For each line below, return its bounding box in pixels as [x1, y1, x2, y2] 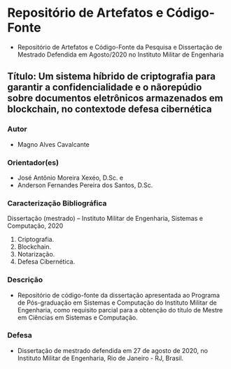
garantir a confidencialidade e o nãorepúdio [7, 82, 202, 94]
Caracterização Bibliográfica [7, 198, 107, 208]
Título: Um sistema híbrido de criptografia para [7, 71, 216, 82]
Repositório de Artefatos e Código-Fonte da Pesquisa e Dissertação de [17, 43, 223, 51]
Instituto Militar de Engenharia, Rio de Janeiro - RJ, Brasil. [17, 354, 184, 362]
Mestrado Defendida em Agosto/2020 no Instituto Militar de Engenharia [17, 50, 224, 59]
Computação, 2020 [7, 222, 64, 230]
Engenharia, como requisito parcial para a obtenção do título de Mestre [17, 305, 223, 314]
